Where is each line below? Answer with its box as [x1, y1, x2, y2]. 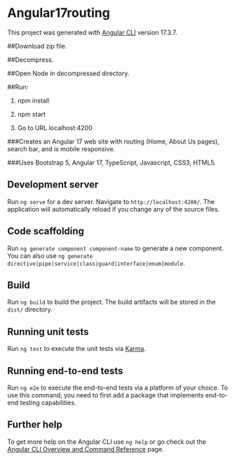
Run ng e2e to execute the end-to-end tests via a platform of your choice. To [7, 383, 229, 392]
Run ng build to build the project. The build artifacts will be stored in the [7, 298, 216, 307]
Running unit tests [7, 326, 89, 338]
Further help [7, 419, 63, 430]
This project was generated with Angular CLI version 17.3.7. [7, 28, 177, 37]
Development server [7, 179, 99, 191]
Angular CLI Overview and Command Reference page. [7, 445, 164, 453]
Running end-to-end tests [7, 364, 123, 377]
